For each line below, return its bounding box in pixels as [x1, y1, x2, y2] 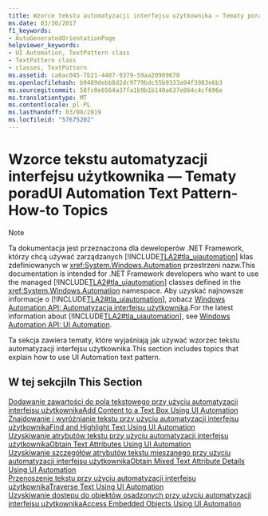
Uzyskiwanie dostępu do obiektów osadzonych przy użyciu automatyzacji [8, 490, 252, 500]
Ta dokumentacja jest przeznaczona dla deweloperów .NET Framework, [8, 243, 245, 253]
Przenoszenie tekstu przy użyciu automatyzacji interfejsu [8, 473, 197, 482]
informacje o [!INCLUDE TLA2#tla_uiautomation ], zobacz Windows [8, 294, 226, 304]
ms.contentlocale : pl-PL [8, 101, 91, 109]
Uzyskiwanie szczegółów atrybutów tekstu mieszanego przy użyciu [8, 447, 231, 457]
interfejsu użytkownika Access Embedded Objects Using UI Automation [8, 498, 242, 508]
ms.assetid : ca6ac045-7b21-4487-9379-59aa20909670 [8, 71, 180, 79]
